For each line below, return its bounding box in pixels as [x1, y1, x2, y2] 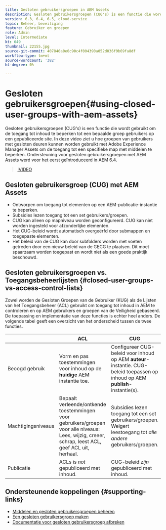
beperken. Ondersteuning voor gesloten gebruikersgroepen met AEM [5, 152, 147, 158]
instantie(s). [111, 387, 139, 394]
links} [5, 495, 24, 504]
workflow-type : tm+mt [5, 53, 50, 58]
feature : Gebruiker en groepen [5, 26, 70, 31]
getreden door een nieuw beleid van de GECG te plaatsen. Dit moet [12, 243, 149, 250]
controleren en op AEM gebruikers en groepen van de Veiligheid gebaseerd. [5, 308, 160, 313]
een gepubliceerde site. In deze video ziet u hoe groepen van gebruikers [5, 136, 153, 142]
